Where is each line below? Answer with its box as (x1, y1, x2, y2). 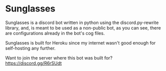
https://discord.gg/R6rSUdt (5, 60, 62, 66)
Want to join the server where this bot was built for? (5, 54, 113, 60)
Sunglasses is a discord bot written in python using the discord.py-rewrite (5, 19, 159, 25)
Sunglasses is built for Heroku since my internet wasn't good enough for (5, 39, 156, 45)
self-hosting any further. (5, 45, 56, 51)
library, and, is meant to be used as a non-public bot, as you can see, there (5, 24, 161, 30)
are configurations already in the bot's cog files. (5, 30, 105, 36)
